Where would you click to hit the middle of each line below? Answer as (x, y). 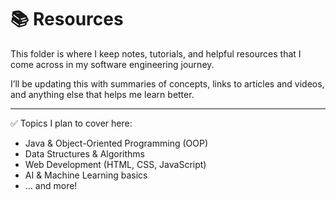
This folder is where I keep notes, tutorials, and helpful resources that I (156, 53)
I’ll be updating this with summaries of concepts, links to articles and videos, (167, 83)
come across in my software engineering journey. (112, 64)
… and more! (51, 185)
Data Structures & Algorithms (84, 153)
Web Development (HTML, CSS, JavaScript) (115, 164)
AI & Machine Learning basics (86, 175)
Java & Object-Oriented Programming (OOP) (116, 143)
